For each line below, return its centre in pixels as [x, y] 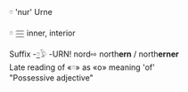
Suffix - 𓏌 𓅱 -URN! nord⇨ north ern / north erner [94, 54]
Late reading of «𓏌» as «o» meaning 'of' [82, 67]
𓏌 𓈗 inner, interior [42, 33]
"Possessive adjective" [51, 78]
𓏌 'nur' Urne [31, 12]
